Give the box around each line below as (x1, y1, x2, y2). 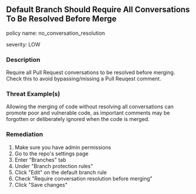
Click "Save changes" (14, 181, 68, 188)
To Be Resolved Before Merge (6, 14, 117, 24)
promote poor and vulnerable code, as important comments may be (6, 109, 170, 116)
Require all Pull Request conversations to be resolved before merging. (6, 69, 175, 76)
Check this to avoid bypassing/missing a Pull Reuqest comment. (6, 75, 162, 82)
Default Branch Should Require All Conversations (6, 5, 190, 15)
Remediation (6, 131, 43, 139)
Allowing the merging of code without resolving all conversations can (6, 103, 174, 111)
